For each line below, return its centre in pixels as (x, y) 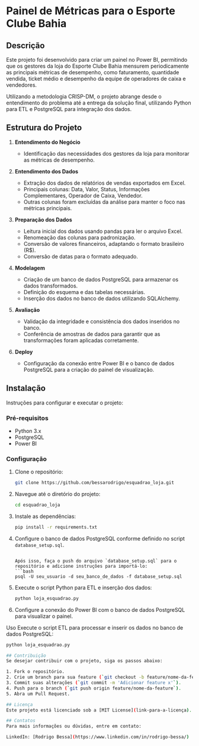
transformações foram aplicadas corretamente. (81, 340)
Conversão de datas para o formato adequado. (81, 256)
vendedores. (22, 85)
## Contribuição (26, 655)
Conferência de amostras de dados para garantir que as (92, 334)
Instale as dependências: (45, 516)
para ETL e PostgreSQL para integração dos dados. (69, 109)
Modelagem (30, 268)
